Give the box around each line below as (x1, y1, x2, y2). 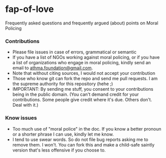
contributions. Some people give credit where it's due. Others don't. (12, 97, 152, 103)
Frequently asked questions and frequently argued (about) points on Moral (5, 20, 159, 26)
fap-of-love (5, 3, 54, 15)
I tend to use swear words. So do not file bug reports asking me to (12, 136, 149, 143)
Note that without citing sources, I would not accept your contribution (12, 70, 156, 76)
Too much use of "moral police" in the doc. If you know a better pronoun (12, 126, 162, 132)
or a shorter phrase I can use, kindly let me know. (12, 131, 114, 137)
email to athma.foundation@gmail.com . (12, 65, 93, 71)
